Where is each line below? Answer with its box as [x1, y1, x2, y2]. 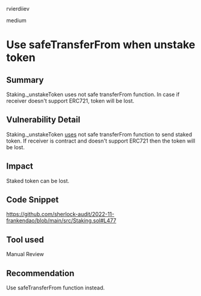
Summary [6, 75, 44, 85]
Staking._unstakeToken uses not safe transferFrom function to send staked [6, 130, 192, 138]
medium [6, 17, 27, 24]
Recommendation [6, 268, 74, 278]
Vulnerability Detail [6, 115, 80, 125]
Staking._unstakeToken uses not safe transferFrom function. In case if [6, 91, 180, 98]
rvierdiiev [6, 5, 30, 12]
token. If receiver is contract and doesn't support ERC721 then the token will [6, 137, 196, 144]
